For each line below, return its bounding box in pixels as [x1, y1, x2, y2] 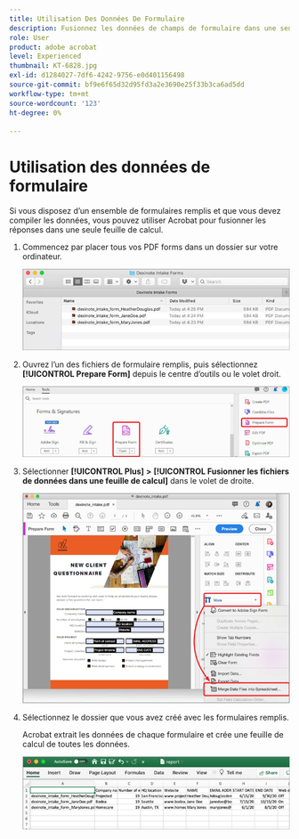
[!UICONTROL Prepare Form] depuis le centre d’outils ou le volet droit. [21, 368, 282, 379]
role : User [9, 33, 50, 42]
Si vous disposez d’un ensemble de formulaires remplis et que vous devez [9, 206, 281, 216]
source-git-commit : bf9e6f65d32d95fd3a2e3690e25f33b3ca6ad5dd [9, 80, 245, 89]
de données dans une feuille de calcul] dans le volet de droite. [21, 475, 255, 485]
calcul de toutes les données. [21, 739, 131, 750]
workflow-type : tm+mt [9, 89, 90, 98]
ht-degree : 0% [9, 108, 62, 118]
